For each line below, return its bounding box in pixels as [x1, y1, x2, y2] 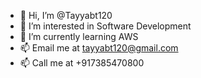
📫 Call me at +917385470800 [19, 57, 145, 69]
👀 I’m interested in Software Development [19, 20, 192, 32]
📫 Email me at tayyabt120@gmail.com [19, 42, 179, 54]
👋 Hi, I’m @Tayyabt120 [19, 10, 113, 21]
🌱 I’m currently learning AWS [19, 31, 139, 42]
